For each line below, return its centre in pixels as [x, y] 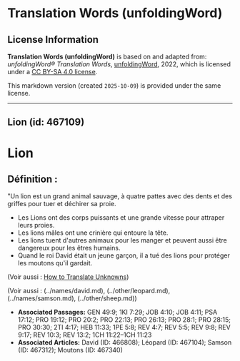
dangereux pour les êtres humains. [69, 248]
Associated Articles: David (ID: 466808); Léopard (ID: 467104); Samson [125, 342]
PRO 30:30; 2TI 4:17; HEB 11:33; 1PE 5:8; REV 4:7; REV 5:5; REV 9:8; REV [124, 327]
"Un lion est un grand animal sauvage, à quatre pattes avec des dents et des [120, 196]
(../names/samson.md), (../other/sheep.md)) [72, 298]
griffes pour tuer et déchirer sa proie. [62, 204]
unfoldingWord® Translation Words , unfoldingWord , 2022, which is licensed [119, 64]
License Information [53, 40]
